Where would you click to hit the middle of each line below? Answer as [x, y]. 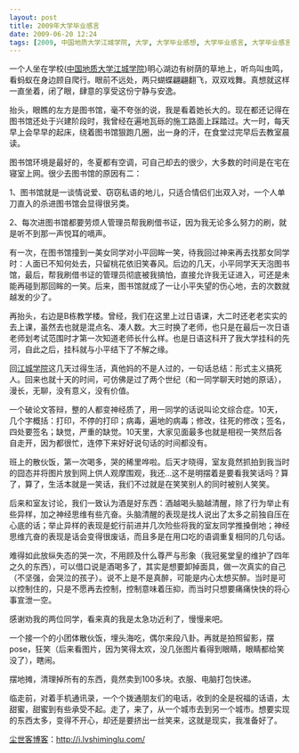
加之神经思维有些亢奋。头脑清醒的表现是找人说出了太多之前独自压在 [165, 514]
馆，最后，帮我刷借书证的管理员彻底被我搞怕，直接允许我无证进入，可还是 [145, 275]
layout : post [33, 17]
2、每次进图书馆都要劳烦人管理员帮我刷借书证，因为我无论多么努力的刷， [144, 223]
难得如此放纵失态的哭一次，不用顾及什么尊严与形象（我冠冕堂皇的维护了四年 [149, 556]
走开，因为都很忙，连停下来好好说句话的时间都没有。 [114, 443]
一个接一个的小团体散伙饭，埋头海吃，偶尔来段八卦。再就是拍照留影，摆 [141, 638]
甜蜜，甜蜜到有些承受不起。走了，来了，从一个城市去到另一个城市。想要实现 [149, 709]
